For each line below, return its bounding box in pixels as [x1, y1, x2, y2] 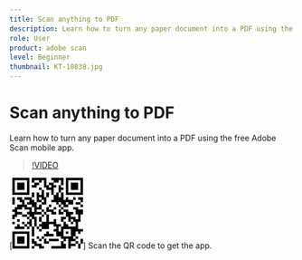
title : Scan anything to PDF [9, 14, 119, 24]
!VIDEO [31, 159, 59, 170]
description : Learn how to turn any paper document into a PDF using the [9, 24, 294, 34]
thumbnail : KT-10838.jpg [9, 63, 103, 72]
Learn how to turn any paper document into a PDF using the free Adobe [9, 132, 277, 143]
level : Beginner [9, 53, 71, 63]
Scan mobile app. [9, 141, 75, 153]
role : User [9, 34, 51, 43]
